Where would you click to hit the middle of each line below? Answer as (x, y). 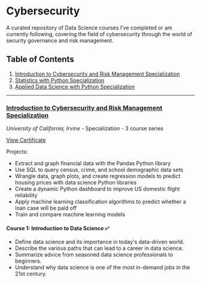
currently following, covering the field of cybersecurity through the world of (99, 34)
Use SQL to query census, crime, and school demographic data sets (99, 170)
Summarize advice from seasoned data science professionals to (94, 255)
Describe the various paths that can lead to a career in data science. (99, 248)
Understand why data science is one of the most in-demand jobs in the (102, 267)
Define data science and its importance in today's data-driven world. (99, 242)
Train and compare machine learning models (70, 215)
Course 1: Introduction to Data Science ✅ (58, 228)
